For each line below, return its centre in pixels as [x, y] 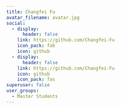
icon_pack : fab [36, 46]
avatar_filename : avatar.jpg [43, 18]
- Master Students [35, 96]
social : [16, 23]
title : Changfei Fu [31, 12]
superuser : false [28, 85]
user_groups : [23, 91]
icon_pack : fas [36, 79]
